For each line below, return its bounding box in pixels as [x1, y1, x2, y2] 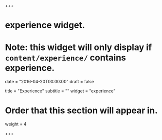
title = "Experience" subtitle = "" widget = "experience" [5, 88, 116, 94]
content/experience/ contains [5, 52, 126, 63]
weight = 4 [5, 121, 27, 127]
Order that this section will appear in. [5, 105, 158, 116]
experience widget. [5, 20, 85, 31]
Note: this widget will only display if [5, 42, 152, 53]
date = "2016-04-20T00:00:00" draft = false [5, 79, 94, 85]
